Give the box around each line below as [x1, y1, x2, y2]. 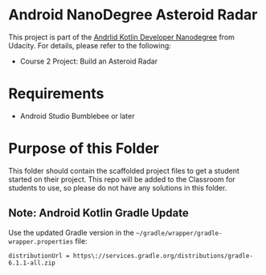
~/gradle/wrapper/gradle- [135, 229, 223, 237]
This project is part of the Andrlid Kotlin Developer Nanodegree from [8, 32, 235, 42]
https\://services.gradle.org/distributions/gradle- [72, 252, 253, 260]
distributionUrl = [8, 252, 70, 260]
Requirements [8, 84, 104, 103]
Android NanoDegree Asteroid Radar [8, 6, 258, 24]
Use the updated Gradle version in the [8, 228, 134, 237]
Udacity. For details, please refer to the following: [8, 40, 171, 50]
